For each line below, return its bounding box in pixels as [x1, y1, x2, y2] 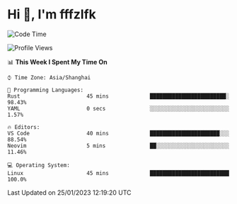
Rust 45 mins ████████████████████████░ [7, 92, 230, 100]
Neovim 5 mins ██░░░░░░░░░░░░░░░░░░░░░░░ [7, 142, 230, 149]
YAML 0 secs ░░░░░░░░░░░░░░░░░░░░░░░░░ [7, 105, 230, 112]
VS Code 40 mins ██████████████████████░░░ [7, 130, 230, 137]
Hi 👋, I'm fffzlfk [7, 6, 97, 23]
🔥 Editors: [7, 123, 40, 130]
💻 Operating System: [7, 161, 71, 169]
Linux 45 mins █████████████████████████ [7, 169, 230, 176]
